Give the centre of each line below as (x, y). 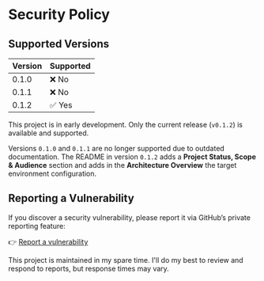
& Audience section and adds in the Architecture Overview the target (123, 165)
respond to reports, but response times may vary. (89, 268)
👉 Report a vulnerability (48, 241)
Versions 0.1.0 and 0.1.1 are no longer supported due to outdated (117, 148)
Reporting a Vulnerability (71, 198)
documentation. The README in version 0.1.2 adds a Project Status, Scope (132, 157)
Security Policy (59, 15)
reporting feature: (37, 226)
